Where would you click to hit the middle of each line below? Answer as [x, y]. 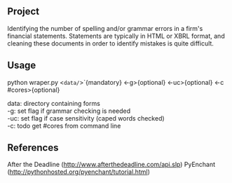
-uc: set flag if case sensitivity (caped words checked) [86, 118]
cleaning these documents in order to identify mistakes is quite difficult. [110, 43]
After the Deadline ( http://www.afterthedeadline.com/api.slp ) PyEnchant [111, 165]
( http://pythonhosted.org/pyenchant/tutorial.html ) [79, 172]
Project [23, 12]
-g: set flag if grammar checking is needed [69, 111]
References [33, 148]
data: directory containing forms [54, 103]
